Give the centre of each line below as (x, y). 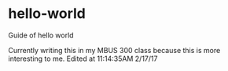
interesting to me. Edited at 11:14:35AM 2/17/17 (83, 59)
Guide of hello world (41, 35)
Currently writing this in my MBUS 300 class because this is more (114, 50)
